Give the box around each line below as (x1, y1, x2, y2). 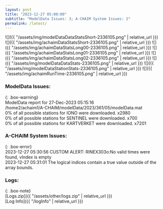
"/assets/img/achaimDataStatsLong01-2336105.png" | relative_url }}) (11, 50, 151, 56)
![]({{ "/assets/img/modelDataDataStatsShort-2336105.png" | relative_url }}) (5, 34, 159, 40)
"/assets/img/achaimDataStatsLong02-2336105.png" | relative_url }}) (11, 55, 151, 61)
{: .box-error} (5, 143, 32, 150)
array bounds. (5, 164, 33, 170)
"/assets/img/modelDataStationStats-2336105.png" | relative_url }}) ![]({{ (5, 66, 152, 72)
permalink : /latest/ (5, 21, 48, 26)
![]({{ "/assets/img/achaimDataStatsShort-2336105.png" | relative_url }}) (5, 40, 151, 46)
